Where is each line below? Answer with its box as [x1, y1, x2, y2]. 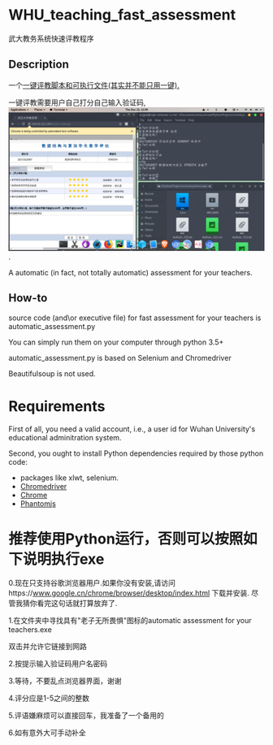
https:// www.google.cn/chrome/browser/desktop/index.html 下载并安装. [8, 588, 250, 598]
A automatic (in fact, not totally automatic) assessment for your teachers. [8, 267, 253, 277]
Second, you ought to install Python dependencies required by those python [8, 448, 264, 458]
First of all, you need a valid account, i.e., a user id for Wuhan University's [8, 424, 256, 434]
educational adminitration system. [8, 432, 122, 442]
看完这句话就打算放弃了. [36, 599, 118, 609]
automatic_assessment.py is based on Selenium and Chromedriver [8, 353, 232, 362]
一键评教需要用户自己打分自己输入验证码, [8, 97, 146, 107]
